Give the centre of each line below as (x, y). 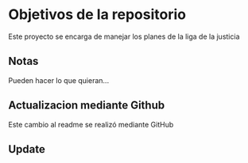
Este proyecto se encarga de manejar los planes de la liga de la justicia (124, 36)
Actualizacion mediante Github (87, 106)
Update (27, 149)
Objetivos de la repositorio (97, 15)
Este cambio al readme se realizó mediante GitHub (91, 124)
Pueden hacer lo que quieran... (59, 80)
